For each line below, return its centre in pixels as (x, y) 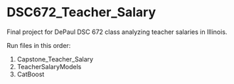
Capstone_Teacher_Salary (55, 59)
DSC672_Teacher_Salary (81, 12)
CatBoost (31, 74)
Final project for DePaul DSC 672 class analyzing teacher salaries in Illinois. (117, 32)
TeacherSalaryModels (49, 66)
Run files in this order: (39, 45)
